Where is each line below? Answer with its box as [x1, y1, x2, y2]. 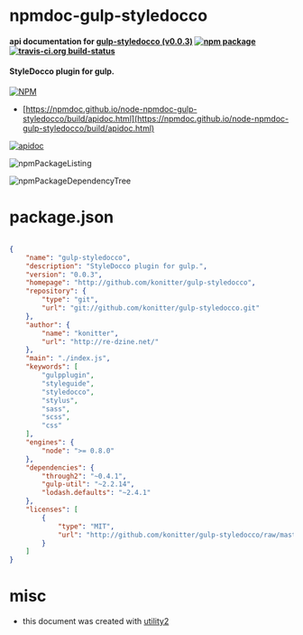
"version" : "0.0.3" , [25, 270, 103, 279]
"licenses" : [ [25, 505, 78, 515]
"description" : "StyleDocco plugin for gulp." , [25, 261, 207, 271]
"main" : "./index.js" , [25, 354, 111, 363]
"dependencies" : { [25, 462, 95, 472]
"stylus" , [41, 396, 78, 405]
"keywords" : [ [25, 362, 78, 371]
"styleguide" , [41, 378, 95, 388]
